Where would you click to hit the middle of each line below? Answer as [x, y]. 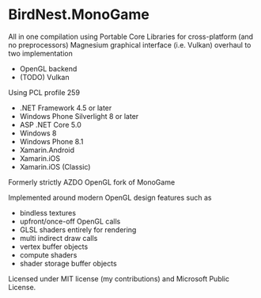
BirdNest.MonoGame [79, 15]
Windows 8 [38, 133]
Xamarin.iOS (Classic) [55, 166]
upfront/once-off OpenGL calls [70, 221]
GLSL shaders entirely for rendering [78, 229]
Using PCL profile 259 [44, 92]
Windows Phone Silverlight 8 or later [79, 116]
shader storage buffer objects [68, 263]
